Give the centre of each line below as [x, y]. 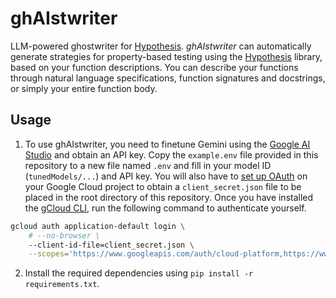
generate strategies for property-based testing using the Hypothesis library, [166, 56]
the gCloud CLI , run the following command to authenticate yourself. [165, 208]
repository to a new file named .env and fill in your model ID [148, 165]
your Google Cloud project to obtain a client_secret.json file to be [163, 186]
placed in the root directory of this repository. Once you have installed [169, 197]
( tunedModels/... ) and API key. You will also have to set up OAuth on [166, 176]
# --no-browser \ [64, 235]
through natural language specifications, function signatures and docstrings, [168, 78]
